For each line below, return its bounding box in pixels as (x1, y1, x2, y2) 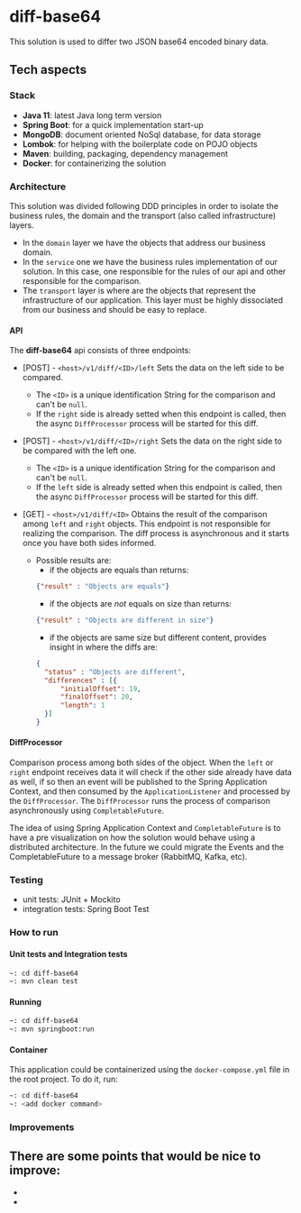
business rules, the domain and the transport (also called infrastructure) (9, 210, 277, 221)
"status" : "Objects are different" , (43, 667, 187, 677)
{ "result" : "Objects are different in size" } (35, 616, 214, 625)
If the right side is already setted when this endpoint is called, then (35, 408, 287, 420)
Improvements (9, 1121, 75, 1134)
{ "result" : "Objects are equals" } (35, 582, 169, 591)
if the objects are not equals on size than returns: (49, 598, 233, 609)
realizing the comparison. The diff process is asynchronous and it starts (22, 528, 290, 539)
